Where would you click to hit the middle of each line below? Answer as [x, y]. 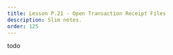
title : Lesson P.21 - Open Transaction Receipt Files [87, 13]
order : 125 [23, 26]
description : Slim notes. [44, 20]
